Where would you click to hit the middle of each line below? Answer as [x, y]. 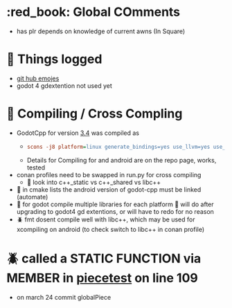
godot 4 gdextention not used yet [64, 85]
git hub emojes [38, 78]
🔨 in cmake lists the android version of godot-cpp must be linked [109, 189]
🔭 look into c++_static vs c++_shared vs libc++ [94, 182]
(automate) [32, 197]
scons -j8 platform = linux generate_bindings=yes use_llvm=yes [118, 147]
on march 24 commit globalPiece [64, 297]
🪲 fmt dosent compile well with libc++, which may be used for [106, 219]
